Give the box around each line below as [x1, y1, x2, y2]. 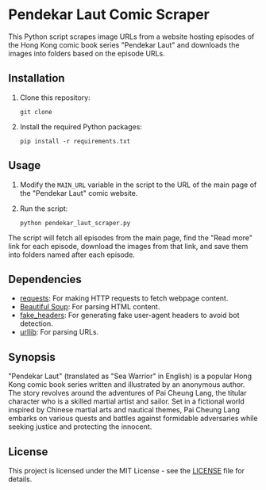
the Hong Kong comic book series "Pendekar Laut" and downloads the [8, 40, 240, 49]
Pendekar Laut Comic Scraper [8, 6, 210, 24]
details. [8, 474, 33, 484]
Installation [8, 71, 65, 85]
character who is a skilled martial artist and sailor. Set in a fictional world [8, 396, 245, 406]
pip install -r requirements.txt [19, 137, 131, 145]
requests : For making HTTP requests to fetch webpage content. [19, 293, 229, 303]
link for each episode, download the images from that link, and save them [8, 241, 249, 251]
